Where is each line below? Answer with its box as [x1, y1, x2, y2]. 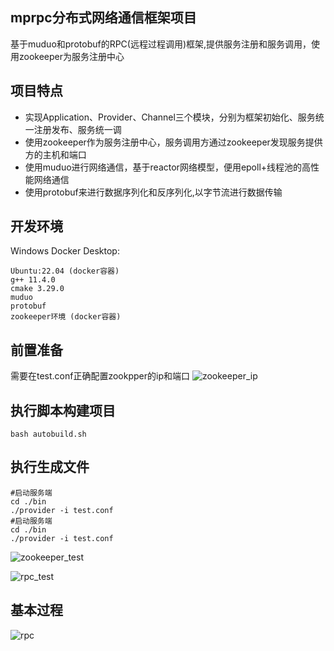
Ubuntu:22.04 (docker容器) [10, 266, 120, 277]
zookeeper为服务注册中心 [18, 50, 125, 62]
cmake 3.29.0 [10, 284, 65, 294]
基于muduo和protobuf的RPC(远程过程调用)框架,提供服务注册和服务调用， [10, 38, 312, 50]
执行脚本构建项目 [10, 402, 116, 419]
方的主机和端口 [24, 148, 87, 160]
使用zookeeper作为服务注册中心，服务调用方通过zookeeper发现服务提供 [24, 136, 323, 148]
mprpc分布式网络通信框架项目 [10, 9, 197, 27]
